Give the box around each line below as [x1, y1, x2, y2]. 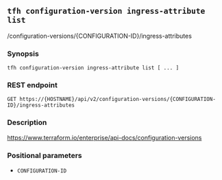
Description [7, 117, 47, 127]
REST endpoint [7, 80, 58, 90]
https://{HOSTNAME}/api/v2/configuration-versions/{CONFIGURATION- [19, 96, 216, 103]
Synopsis [7, 49, 39, 58]
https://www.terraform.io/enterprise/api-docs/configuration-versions [7, 133, 202, 142]
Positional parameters [7, 150, 82, 160]
